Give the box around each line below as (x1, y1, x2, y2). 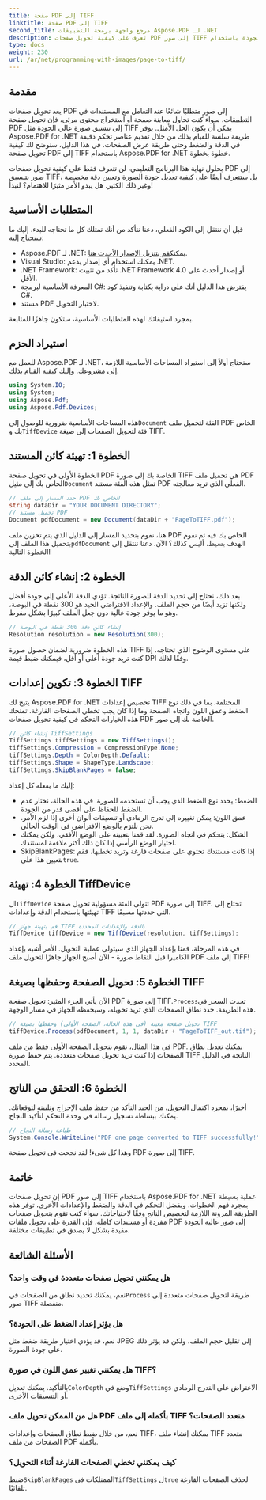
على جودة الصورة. (9, 1345, 62, 1354)
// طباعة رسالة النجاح (9, 1126, 71, 1134)
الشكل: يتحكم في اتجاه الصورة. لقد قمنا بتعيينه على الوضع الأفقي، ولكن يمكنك (20, 829, 249, 839)
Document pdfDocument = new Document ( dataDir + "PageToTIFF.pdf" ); (9, 516, 236, 524)
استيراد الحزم (9, 336, 68, 350)
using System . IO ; (9, 382, 66, 389)
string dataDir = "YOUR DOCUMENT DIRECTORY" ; (9, 501, 161, 509)
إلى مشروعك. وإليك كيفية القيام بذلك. (9, 366, 119, 376)
